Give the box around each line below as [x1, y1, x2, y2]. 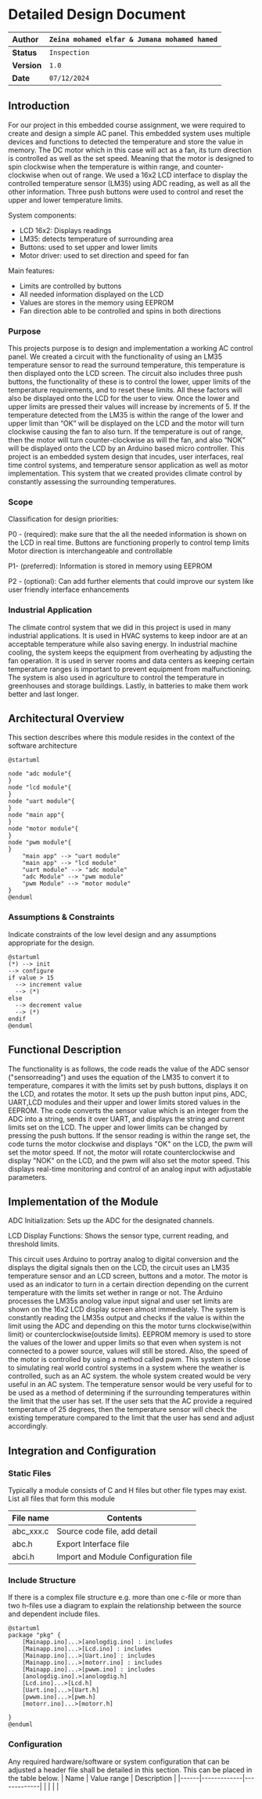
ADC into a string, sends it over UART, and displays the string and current [8, 1114, 245, 1123]
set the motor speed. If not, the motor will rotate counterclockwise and [8, 1148, 235, 1157]
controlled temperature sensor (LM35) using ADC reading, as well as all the [8, 178, 251, 188]
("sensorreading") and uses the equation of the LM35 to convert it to [8, 1072, 230, 1082]
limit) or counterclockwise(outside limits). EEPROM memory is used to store [8, 1330, 252, 1339]
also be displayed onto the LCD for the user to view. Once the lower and [8, 394, 240, 403]
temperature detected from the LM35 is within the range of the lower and [8, 411, 244, 420]
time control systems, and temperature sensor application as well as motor [8, 461, 249, 470]
